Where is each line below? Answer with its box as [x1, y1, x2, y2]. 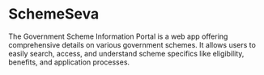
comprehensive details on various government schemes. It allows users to [8, 40, 257, 49]
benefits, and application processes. [8, 57, 130, 67]
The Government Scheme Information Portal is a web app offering [8, 31, 228, 41]
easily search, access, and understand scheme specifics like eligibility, [8, 48, 245, 58]
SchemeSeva [8, 5, 100, 23]
